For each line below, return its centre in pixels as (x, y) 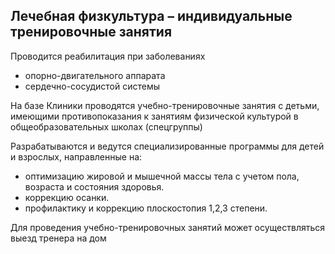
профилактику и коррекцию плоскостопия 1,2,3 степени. (146, 208)
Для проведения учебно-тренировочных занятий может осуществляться (168, 227)
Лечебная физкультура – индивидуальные (151, 16)
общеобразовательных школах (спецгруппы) (106, 126)
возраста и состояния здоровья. (94, 186)
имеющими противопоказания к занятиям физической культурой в (154, 116)
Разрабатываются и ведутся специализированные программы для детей (167, 146)
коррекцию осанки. (67, 197)
